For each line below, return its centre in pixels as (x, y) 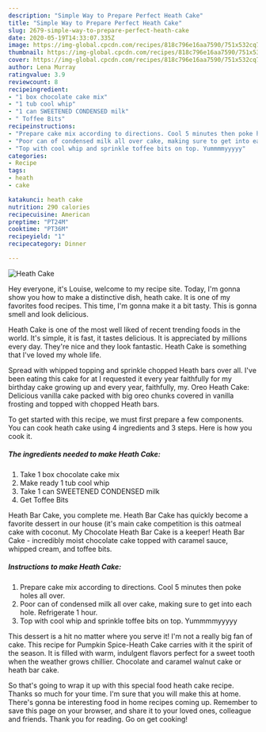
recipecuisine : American (49, 214)
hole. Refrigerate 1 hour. (59, 612)
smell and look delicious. (48, 314)
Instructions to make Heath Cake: (65, 567)
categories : (28, 156)
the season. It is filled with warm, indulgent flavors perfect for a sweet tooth (132, 653)
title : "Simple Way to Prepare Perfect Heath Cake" (95, 23)
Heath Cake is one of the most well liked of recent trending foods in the (124, 329)
